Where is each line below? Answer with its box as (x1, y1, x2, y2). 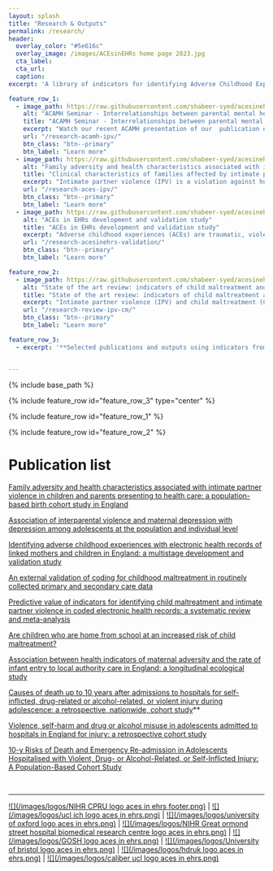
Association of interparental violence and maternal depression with (8, 516, 233, 525)
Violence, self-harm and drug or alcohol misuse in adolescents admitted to (8, 721, 258, 730)
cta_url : (15, 65, 45, 73)
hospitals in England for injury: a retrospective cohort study (8, 729, 207, 739)
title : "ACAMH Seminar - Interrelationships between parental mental (23, 117, 264, 126)
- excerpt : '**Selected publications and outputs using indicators (15, 343, 249, 351)
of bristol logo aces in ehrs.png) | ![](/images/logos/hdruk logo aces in (8, 845, 244, 855)
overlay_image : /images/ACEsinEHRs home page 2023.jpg (15, 50, 206, 58)
